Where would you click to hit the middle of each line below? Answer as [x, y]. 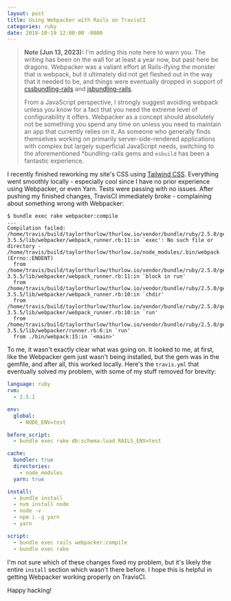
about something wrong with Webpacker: [66, 203]
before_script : [29, 435]
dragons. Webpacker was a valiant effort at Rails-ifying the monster [120, 67]
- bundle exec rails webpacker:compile [70, 542]
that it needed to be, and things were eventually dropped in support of [123, 82]
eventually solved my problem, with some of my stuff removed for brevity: [112, 371]
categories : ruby [32, 26]
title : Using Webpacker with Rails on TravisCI [77, 20]
